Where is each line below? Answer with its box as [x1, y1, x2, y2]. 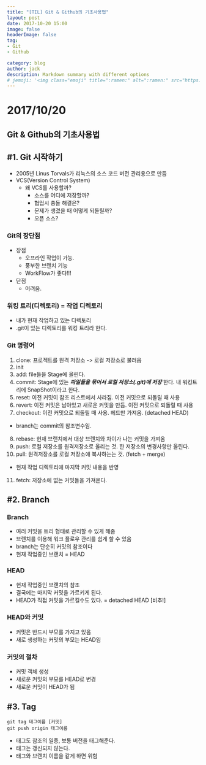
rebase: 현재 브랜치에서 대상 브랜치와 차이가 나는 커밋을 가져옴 [15, 435, 166, 442]
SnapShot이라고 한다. [27, 386, 80, 393]
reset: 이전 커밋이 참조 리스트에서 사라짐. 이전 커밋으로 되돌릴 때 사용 [15, 393, 180, 401]
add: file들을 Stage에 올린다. [15, 371, 86, 378]
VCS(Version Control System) [15, 176, 90, 184]
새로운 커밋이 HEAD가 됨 [15, 683, 75, 691]
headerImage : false [7, 32, 57, 38]
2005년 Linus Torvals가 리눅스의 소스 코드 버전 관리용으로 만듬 [15, 169, 167, 177]
